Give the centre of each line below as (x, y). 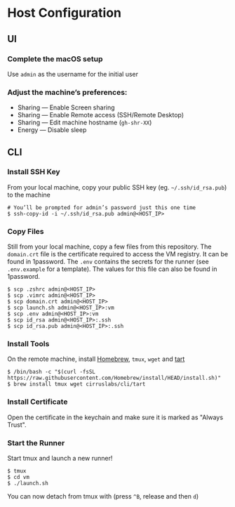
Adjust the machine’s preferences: (67, 92)
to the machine (29, 195)
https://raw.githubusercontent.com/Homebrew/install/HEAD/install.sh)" (114, 378)
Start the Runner (36, 442)
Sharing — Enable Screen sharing (66, 107)
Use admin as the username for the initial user (73, 74)
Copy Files (26, 231)
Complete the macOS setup (55, 59)
